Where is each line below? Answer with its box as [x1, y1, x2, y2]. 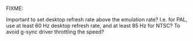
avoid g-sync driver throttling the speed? [6, 28, 104, 35]
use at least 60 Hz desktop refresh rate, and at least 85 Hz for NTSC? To [6, 23, 181, 29]
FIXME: [6, 5, 23, 12]
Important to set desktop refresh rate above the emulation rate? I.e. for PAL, [6, 16, 188, 23]
